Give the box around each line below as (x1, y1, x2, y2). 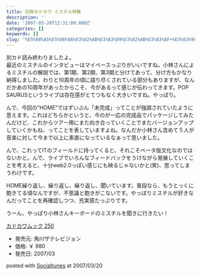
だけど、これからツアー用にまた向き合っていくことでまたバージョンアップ (11, 119, 194, 126)
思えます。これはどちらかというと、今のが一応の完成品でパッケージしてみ (6, 111, 189, 119)
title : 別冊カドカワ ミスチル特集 (6, 8, 81, 15)
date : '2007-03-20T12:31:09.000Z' (6, 20, 93, 26)
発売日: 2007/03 (14, 250, 56, 257)
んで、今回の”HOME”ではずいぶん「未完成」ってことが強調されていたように (6, 104, 194, 111)
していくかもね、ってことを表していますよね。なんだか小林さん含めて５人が (6, 126, 194, 134)
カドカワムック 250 (6, 222, 54, 229)
